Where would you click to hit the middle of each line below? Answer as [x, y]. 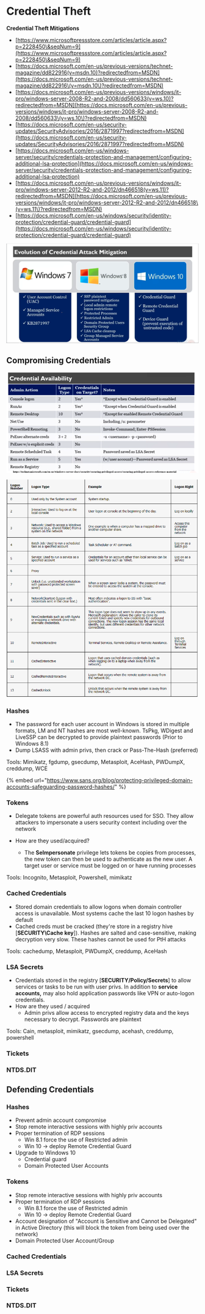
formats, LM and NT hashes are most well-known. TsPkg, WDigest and [104, 731]
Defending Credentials [50, 1090]
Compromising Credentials [59, 360]
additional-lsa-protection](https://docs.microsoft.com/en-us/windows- [104, 163]
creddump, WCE [27, 768]
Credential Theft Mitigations [43, 28]
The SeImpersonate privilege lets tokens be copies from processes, [110, 853]
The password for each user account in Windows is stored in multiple [102, 724]
